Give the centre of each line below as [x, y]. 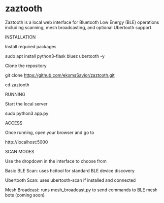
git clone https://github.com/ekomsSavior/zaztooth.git [60, 75]
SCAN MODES [20, 151]
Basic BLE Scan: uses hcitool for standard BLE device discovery [70, 170]
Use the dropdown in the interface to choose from [56, 161]
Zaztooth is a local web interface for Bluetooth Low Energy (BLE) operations [82, 22]
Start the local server [26, 103]
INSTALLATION [20, 37]
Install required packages [31, 46]
